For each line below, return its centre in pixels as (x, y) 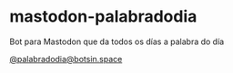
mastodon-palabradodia (103, 17)
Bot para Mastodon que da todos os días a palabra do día (117, 41)
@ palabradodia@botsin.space (66, 59)
